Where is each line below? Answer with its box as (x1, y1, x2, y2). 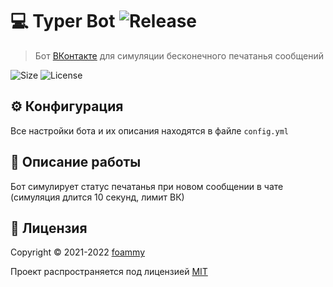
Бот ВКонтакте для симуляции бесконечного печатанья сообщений (34, 49, 325, 62)
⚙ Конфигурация (10, 98, 124, 115)
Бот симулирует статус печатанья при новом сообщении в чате (10, 180, 284, 192)
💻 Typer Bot (10, 10, 116, 33)
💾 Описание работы (10, 154, 142, 171)
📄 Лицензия (10, 219, 88, 237)
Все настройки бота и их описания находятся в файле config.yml (10, 124, 289, 137)
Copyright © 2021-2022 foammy (10, 246, 146, 258)
